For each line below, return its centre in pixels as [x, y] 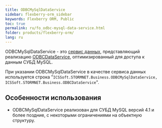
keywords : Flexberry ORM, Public [40, 19]
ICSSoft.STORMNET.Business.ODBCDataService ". [52, 82]
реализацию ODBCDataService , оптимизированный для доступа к [75, 57]
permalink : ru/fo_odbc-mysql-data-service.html [55, 28]
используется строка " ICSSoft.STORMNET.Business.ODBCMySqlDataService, [81, 77]
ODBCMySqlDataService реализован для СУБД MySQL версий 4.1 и [83, 110]
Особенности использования [53, 98]
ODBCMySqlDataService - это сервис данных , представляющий [73, 51]
